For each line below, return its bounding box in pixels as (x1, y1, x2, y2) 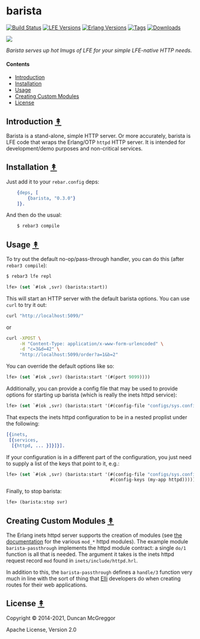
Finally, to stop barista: (6, 488, 62, 495)
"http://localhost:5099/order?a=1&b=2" (19, 352, 118, 358)
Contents (6, 60, 30, 67)
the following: (6, 420, 40, 427)
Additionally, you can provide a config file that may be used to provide (6, 385, 178, 392)
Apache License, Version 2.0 (6, 626, 77, 633)
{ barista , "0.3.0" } (27, 195, 76, 201)
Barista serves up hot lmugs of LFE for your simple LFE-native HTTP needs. (6, 47, 192, 54)
